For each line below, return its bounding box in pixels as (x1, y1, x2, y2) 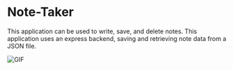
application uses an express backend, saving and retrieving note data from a (7, 34, 227, 42)
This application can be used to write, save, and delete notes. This (7, 27, 198, 35)
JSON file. (7, 42, 37, 50)
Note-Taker (7, 4, 74, 20)
